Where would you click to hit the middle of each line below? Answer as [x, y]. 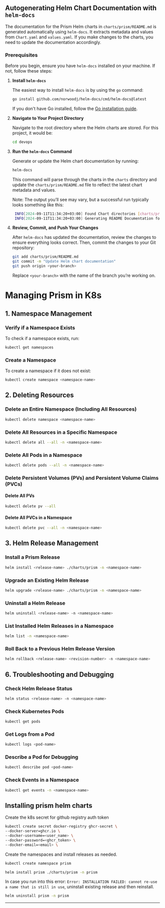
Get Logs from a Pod [30, 734]
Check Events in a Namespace [42, 780]
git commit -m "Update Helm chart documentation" [64, 262]
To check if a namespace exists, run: [42, 338]
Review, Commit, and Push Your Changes [55, 228]
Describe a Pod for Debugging [42, 757]
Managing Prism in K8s [53, 295]
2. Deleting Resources [40, 395]
